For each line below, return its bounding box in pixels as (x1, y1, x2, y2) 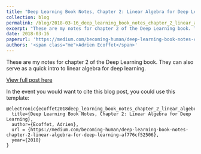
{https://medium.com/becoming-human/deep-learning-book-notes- (28, 127, 188, 133)
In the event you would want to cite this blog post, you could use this (6, 88, 175, 95)
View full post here (6, 76, 53, 84)
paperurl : (6, 36, 31, 42)
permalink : (6, 20, 33, 26)
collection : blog (6, 14, 50, 20)
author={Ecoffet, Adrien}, (11, 121, 79, 127)
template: (6, 94, 30, 101)
